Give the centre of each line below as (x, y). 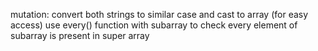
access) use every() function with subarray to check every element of (154, 25)
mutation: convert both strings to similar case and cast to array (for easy (159, 14)
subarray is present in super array (80, 35)
